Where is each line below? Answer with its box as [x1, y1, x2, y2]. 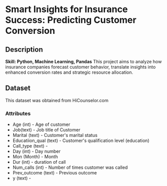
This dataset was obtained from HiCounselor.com [5, 97, 109, 103]
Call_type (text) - [12, 143, 48, 149]
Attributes [5, 110, 31, 117]
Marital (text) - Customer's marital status [12, 132, 98, 138]
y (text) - [12, 175, 31, 181]
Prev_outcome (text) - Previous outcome [12, 170, 97, 176]
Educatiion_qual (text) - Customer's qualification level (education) [12, 137, 150, 144]
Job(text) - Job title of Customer [12, 127, 80, 133]
